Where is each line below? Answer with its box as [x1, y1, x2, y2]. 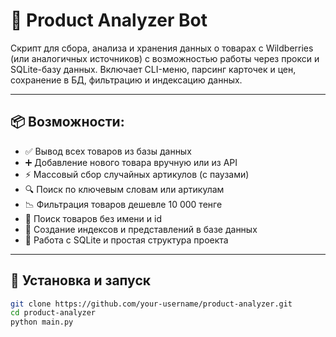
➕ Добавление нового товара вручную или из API [24, 156, 238, 168]
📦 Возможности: [10, 114, 125, 131]
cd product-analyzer [10, 308, 97, 318]
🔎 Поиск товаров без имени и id [24, 212, 162, 224]
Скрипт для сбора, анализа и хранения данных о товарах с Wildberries [10, 42, 314, 54]
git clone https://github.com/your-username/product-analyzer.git [10, 299, 293, 309]
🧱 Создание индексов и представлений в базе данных [24, 223, 258, 235]
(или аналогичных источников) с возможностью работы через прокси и [10, 52, 320, 64]
